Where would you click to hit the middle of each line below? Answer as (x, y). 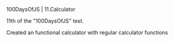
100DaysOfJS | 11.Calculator (41, 9)
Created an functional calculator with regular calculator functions (87, 32)
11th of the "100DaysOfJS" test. (45, 21)
